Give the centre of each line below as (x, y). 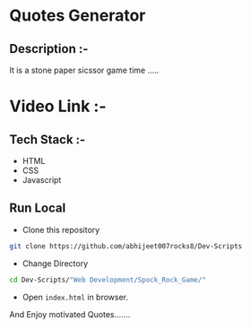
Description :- (49, 49)
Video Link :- (58, 106)
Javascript (42, 180)
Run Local (38, 208)
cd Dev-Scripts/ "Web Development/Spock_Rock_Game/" (108, 280)
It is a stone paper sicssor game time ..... (84, 70)
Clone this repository (61, 229)
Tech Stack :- (48, 139)
